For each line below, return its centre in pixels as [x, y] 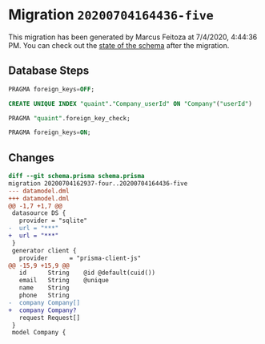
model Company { [39, 333]
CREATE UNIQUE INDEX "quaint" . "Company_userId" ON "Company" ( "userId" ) [130, 103]
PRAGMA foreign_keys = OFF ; [51, 89]
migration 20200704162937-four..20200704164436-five [98, 183]
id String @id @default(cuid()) [87, 273]
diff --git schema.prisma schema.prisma [77, 176]
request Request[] [50, 318]
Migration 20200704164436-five [111, 15]
